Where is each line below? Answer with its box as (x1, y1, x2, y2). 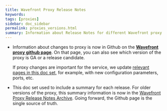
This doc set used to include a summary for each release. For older (12, 85, 151, 90)
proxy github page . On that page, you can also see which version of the (12, 49, 161, 55)
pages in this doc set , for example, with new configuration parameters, (12, 70, 158, 75)
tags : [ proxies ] (5, 16, 39, 21)
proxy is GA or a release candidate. (12, 55, 85, 60)
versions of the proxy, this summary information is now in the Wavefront (12, 90, 161, 96)
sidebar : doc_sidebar (5, 21, 50, 26)
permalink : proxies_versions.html (5, 26, 77, 31)
